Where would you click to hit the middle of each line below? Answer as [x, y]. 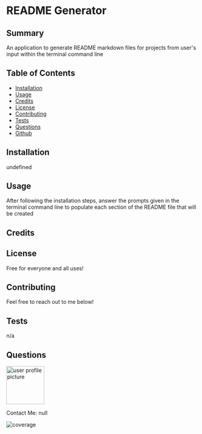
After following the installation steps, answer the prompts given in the [93, 201]
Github [23, 133]
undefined [19, 167]
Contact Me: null [27, 413]
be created [20, 214]
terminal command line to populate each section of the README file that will [101, 207]
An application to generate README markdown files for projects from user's [101, 47]
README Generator [56, 11]
